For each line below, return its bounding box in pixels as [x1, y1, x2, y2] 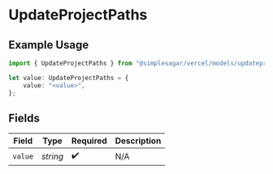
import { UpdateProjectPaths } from [8, 59, 132, 67]
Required [71, 135, 107, 146]
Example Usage [8, 38, 89, 52]
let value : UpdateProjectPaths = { [8, 74, 129, 82]
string [41, 151, 63, 162]
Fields [8, 111, 41, 125]
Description [115, 135, 162, 146]
